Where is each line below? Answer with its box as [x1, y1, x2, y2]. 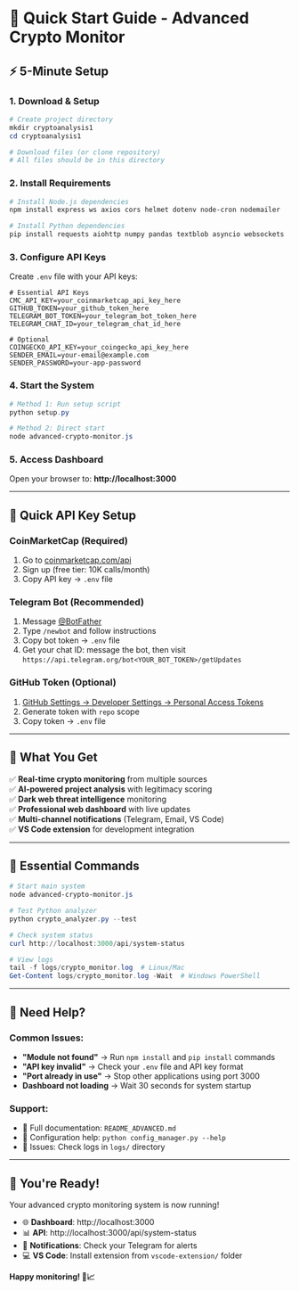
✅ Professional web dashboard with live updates [9, 803, 191, 814]
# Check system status [9, 931, 93, 940]
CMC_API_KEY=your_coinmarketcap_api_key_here [9, 296, 181, 306]
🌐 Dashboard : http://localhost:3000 [21, 1217, 155, 1228]
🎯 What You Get [9, 750, 98, 765]
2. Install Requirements [9, 177, 111, 190]
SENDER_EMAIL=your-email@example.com [9, 351, 149, 360]
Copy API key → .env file [21, 574, 113, 585]
